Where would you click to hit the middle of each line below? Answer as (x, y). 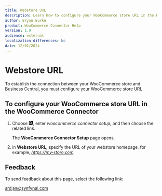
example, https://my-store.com (43, 152)
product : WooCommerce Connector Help (43, 26)
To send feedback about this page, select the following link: (64, 179)
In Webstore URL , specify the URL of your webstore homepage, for (79, 147)
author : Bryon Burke (26, 20)
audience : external (25, 36)
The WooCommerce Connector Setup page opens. (63, 138)
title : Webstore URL (26, 10)
